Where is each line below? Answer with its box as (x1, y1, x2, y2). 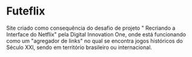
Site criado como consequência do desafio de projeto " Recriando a (6, 24, 176, 32)
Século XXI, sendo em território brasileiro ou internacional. (6, 44, 153, 51)
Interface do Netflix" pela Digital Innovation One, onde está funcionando (6, 30, 187, 38)
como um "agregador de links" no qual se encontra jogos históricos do (6, 37, 183, 44)
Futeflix (6, 4, 45, 18)
